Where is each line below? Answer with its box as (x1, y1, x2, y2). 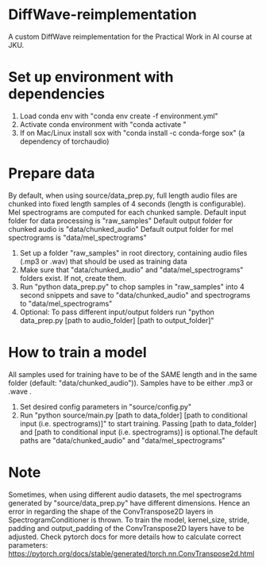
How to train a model (8, 344, 147, 361)
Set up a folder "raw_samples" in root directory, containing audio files (19, 248, 248, 257)
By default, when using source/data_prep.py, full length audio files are (8, 191, 238, 200)
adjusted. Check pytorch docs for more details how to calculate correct (8, 532, 241, 541)
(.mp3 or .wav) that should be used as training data (19, 256, 188, 266)
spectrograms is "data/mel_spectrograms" (8, 233, 147, 242)
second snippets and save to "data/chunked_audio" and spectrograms (19, 290, 251, 299)
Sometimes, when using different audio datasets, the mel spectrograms (8, 490, 242, 499)
